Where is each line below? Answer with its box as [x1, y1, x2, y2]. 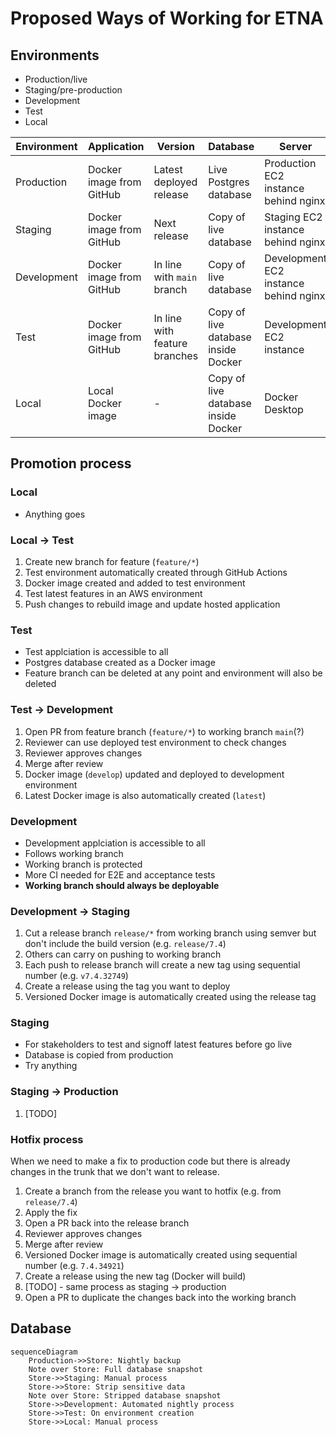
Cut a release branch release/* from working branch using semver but [24, 927, 317, 939]
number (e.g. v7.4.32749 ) [24, 970, 129, 982]
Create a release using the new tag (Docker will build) [24, 1270, 247, 1282]
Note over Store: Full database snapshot [28, 1364, 203, 1374]
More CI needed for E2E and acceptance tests [24, 868, 216, 881]
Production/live [24, 73, 88, 85]
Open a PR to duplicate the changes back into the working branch [24, 1292, 297, 1304]
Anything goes [24, 508, 86, 520]
